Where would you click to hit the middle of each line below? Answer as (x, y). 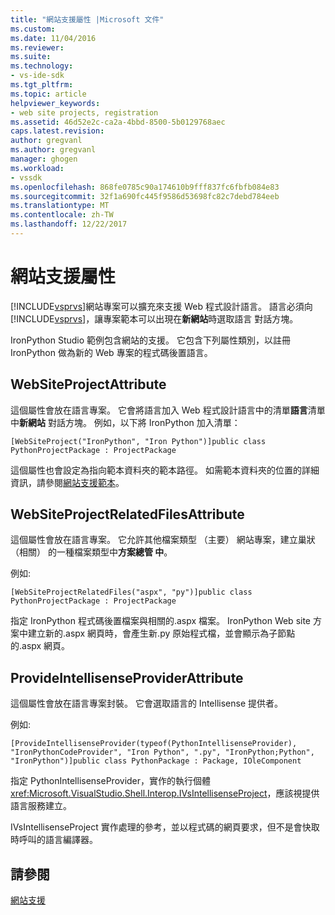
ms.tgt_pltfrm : (42, 85)
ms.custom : (33, 29)
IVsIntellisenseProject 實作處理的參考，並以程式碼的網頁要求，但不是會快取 (165, 827)
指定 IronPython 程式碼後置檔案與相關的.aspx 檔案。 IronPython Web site (161, 621)
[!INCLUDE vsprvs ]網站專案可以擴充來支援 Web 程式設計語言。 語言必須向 (161, 306)
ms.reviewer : (37, 47)
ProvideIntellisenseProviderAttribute (127, 677)
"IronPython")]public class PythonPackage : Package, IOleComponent (156, 761)
